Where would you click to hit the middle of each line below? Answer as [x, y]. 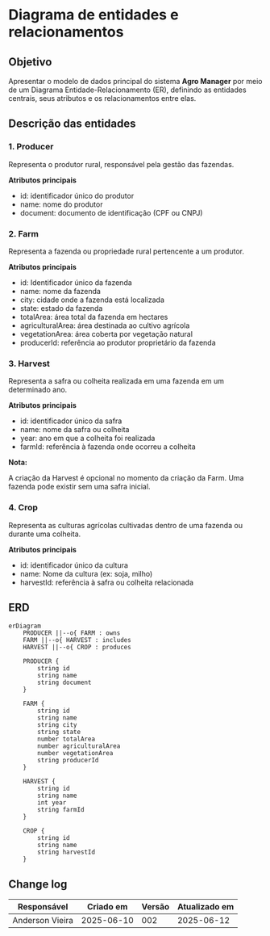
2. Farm [23, 233]
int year [52, 803]
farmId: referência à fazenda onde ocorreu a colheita [108, 447]
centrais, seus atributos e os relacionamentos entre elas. [102, 98]
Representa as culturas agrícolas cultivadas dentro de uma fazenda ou [126, 525]
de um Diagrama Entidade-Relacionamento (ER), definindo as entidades [128, 90]
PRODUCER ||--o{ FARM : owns [72, 633]
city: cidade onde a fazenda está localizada [92, 300]
